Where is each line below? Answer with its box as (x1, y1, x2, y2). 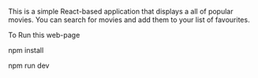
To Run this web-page (8, 31, 80, 39)
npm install (8, 46, 44, 54)
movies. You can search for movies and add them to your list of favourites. (8, 15, 250, 24)
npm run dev (8, 61, 50, 70)
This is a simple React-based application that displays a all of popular (8, 7, 234, 16)
